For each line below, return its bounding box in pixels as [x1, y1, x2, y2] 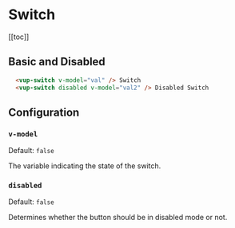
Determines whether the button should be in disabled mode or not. [8, 213, 228, 222]
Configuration [8, 105, 80, 119]
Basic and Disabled [8, 55, 106, 69]
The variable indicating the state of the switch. [8, 161, 161, 171]
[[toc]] [8, 32, 30, 41]
